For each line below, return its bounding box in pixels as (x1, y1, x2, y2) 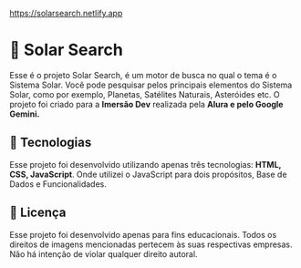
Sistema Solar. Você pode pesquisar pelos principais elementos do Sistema (9, 79, 293, 90)
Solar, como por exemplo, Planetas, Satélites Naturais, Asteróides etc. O (9, 88, 280, 99)
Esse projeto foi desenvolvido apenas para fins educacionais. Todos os (9, 229, 277, 240)
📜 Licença (9, 205, 67, 221)
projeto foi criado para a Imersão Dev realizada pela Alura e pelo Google (9, 98, 284, 109)
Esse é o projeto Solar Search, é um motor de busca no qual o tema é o (9, 69, 277, 80)
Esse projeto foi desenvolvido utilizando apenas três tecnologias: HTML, (9, 159, 282, 170)
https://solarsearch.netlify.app (9, 8, 123, 18)
